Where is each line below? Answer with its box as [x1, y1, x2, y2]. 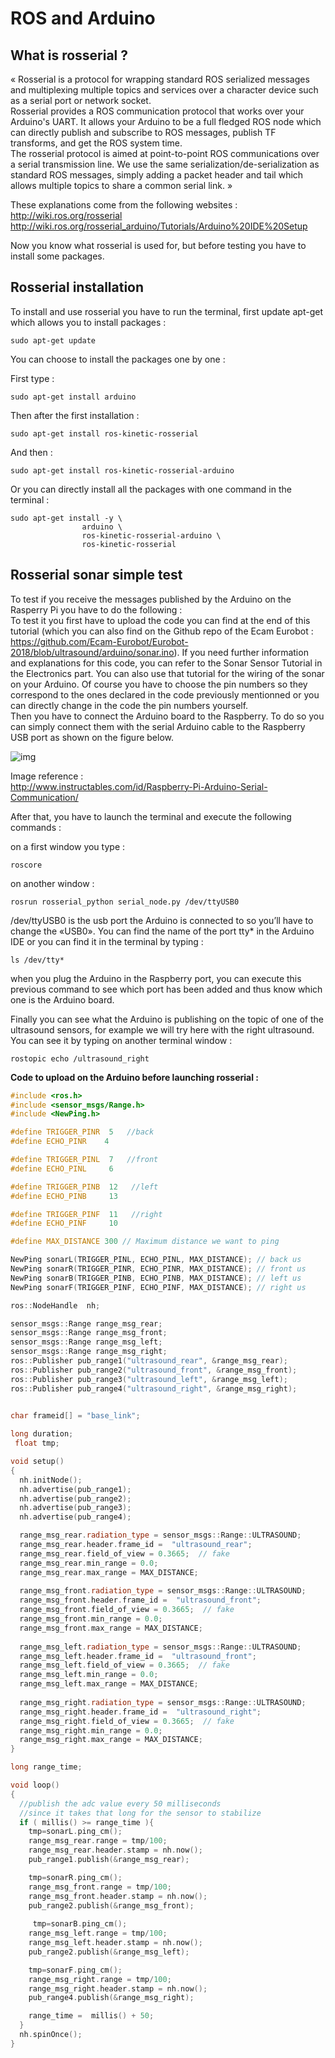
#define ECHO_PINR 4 [10, 1137, 110, 1147]
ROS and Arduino [10, 7, 156, 30]
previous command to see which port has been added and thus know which [10, 983, 323, 995]
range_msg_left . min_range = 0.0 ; [19, 1670, 159, 1680]
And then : [10, 446, 53, 458]
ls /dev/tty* [10, 955, 65, 965]
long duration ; [10, 1429, 74, 1439]
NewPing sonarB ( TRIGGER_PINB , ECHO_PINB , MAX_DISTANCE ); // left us [10, 1273, 302, 1283]
